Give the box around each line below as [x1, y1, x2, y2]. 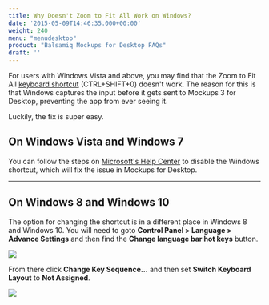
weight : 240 [8, 26, 48, 34]
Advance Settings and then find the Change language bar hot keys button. [8, 234, 259, 243]
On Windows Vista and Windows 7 [8, 135, 184, 149]
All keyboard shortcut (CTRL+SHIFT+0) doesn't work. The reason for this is [8, 79, 256, 89]
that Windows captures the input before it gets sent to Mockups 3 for [8, 88, 236, 97]
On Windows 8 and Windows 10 [8, 195, 170, 209]
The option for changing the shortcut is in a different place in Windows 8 [8, 217, 248, 227]
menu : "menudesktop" [8, 34, 78, 42]
